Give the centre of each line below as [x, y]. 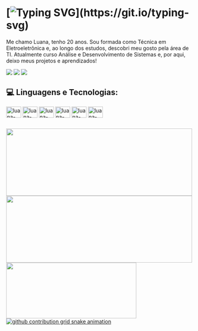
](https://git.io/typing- [132, 13]
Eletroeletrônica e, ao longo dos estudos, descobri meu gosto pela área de [98, 48]
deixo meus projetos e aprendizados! [51, 61]
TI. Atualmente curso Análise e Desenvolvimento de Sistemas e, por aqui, [96, 54]
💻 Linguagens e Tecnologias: [62, 92]
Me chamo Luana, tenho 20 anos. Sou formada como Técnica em [86, 42]
